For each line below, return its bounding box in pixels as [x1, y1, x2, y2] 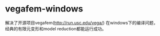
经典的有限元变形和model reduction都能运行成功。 [5, 25, 106, 32]
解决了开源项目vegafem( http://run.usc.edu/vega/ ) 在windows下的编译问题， [5, 20, 158, 25]
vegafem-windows [5, 3, 83, 14]
